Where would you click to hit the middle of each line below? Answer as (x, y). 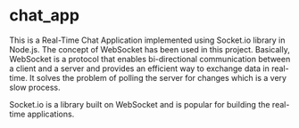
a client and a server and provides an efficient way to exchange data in (139, 68)
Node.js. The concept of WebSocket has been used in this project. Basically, (149, 49)
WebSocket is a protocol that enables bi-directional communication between (150, 59)
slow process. (35, 87)
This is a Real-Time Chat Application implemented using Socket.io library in (147, 40)
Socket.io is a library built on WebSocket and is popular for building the (140, 104)
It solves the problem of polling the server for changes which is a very (158, 77)
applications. (51, 114)
